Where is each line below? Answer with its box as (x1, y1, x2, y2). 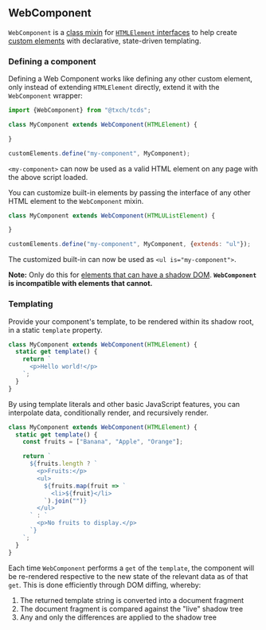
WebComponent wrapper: (8, 91, 84, 100)
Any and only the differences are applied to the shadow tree (19, 612, 217, 622)
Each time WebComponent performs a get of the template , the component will (8, 563, 255, 573)
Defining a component (8, 56, 97, 67)
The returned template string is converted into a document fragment (19, 595, 244, 605)
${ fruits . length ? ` (29, 460, 98, 468)
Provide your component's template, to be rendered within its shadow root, (8, 316, 255, 326)
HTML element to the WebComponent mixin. (8, 196, 144, 205)
